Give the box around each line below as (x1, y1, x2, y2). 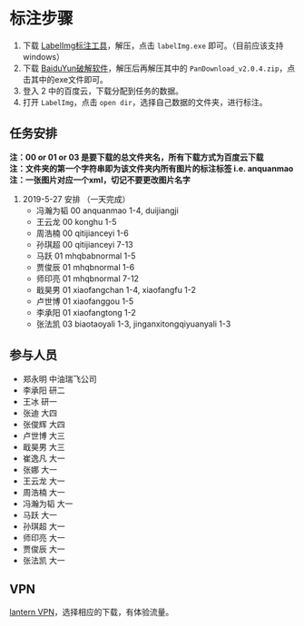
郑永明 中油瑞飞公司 (22, 373, 97, 384)
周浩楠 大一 (22, 486, 65, 497)
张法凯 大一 (22, 554, 65, 565)
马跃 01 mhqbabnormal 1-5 (35, 250, 136, 261)
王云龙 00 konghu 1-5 (35, 216, 117, 227)
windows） (22, 51, 65, 62)
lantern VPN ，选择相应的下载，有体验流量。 (9, 607, 174, 618)
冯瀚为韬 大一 (22, 498, 74, 509)
